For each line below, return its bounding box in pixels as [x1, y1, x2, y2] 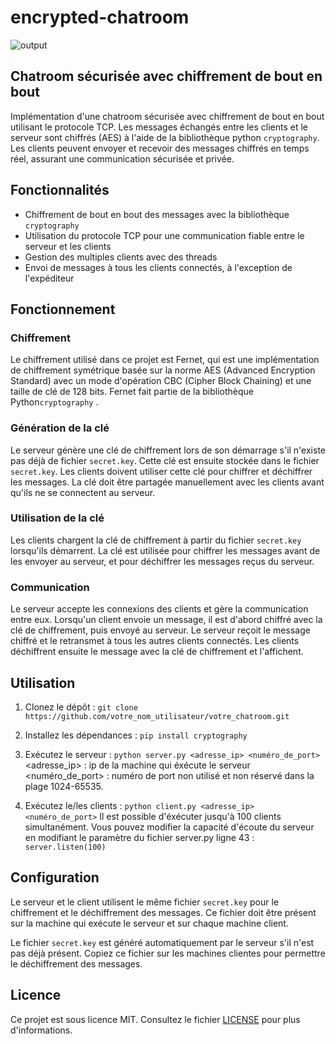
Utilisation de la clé [10, 511, 105, 525]
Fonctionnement [10, 301, 116, 318]
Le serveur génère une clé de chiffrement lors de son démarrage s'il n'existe [10, 444, 326, 456]
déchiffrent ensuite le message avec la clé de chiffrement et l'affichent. [10, 646, 304, 658]
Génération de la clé [10, 421, 110, 435]
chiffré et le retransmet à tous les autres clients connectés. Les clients [10, 635, 300, 647]
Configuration [10, 869, 100, 886]
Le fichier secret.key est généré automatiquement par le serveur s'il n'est [10, 936, 315, 948]
